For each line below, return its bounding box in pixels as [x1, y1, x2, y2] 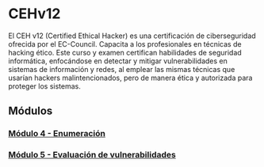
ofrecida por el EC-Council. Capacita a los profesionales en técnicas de [8, 39, 242, 48]
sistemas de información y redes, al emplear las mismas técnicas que [8, 64, 235, 74]
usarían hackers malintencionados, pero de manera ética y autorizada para [8, 73, 253, 82]
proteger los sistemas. [8, 81, 82, 91]
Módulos [8, 104, 53, 118]
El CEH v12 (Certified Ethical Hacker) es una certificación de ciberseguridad [8, 31, 256, 40]
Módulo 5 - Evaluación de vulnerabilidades [8, 150, 176, 161]
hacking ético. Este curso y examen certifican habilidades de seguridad [8, 47, 242, 57]
